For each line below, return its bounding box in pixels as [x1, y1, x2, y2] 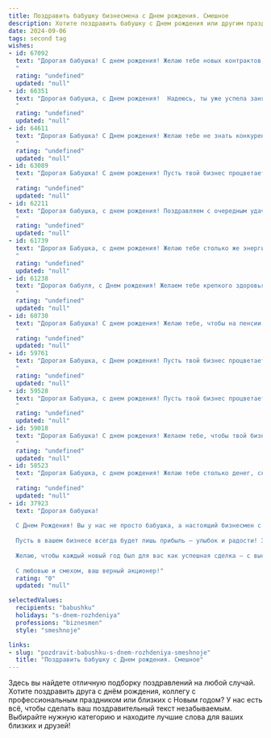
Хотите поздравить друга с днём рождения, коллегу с [8, 686, 196, 696]
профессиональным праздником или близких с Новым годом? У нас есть [8, 695, 263, 705]
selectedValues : [8, 596, 63, 605]
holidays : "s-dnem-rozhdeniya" [15, 611, 121, 619]
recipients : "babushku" [15, 604, 95, 612]
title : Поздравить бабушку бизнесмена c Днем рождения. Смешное [8, 11, 229, 20]
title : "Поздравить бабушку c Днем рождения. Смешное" [15, 656, 204, 664]
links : [8, 640, 31, 649]
